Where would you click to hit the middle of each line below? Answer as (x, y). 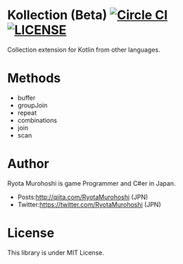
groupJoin (32, 105)
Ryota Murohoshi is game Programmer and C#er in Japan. (91, 183)
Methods (34, 78)
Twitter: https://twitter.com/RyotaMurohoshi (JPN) (89, 204)
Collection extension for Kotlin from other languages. (84, 49)
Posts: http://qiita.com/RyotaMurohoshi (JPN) (83, 197)
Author (28, 164)
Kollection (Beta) (57, 15)
